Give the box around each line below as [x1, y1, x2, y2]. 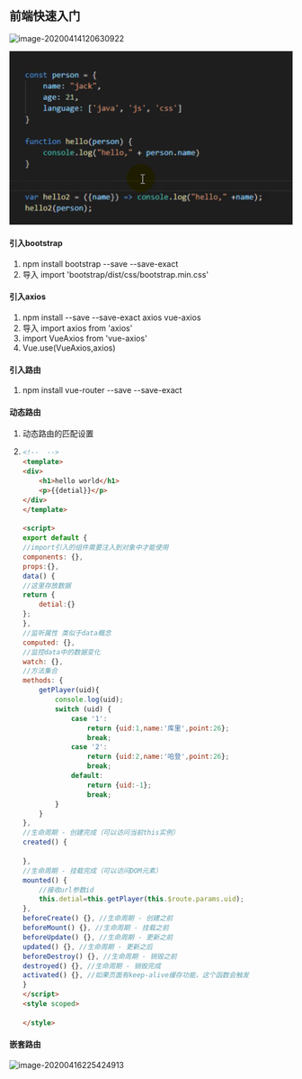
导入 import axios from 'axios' [22, 323, 133, 334]
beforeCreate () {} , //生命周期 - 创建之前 [22, 914, 173, 923]
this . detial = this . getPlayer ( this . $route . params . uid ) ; [39, 895, 244, 904]
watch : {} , [22, 657, 64, 666]
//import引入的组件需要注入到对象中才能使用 [22, 544, 169, 553]
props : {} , [22, 562, 60, 571]
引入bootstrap [9, 238, 63, 249]
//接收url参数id [39, 885, 94, 894]
